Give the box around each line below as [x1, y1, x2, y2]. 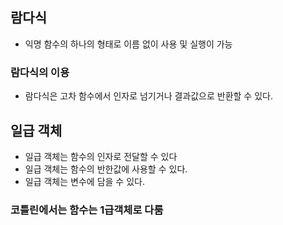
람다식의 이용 [10, 65, 70, 79]
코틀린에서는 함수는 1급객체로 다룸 [10, 203, 164, 217]
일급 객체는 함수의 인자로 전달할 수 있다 [24, 150, 178, 162]
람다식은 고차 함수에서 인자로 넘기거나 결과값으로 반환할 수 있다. [24, 90, 273, 102]
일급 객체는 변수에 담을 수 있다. [24, 175, 145, 187]
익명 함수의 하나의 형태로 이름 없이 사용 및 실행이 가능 [24, 38, 233, 50]
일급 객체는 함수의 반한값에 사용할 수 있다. [24, 163, 188, 175]
